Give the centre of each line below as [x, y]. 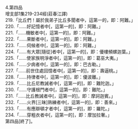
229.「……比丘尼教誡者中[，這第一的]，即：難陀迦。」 [61, 83]
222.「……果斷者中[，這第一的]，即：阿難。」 [52, 39]
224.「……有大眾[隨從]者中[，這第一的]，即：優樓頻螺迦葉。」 [69, 52]
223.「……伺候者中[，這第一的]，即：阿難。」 [52, 45]
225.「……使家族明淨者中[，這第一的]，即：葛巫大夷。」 [63, 58]
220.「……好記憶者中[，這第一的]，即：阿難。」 [54, 26]
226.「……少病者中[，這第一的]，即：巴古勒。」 [54, 64]
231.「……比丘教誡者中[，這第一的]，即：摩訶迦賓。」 [60, 96]
